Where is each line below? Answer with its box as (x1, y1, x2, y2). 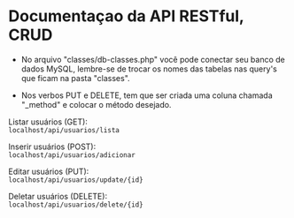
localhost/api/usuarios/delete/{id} (8, 200, 143, 209)
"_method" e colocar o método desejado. (20, 99, 172, 109)
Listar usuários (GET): (8, 117, 88, 127)
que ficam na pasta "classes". (20, 72, 130, 83)
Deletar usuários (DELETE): (8, 191, 108, 201)
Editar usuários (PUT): (8, 166, 89, 177)
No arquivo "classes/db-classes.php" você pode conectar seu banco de (20, 54, 285, 64)
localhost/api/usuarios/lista (8, 125, 120, 134)
